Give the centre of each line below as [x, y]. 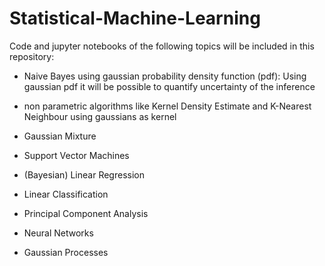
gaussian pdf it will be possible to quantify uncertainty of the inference [169, 86]
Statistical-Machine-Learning [135, 18]
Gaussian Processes [66, 252]
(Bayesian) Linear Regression [84, 174]
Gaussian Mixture [60, 136]
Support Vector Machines [76, 155]
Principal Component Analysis [86, 213]
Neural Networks [58, 233]
